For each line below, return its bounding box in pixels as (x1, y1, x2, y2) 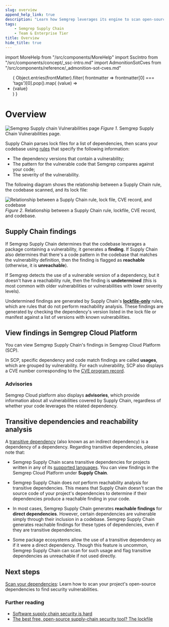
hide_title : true (5, 40, 42, 45)
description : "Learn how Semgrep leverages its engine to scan (5, 17, 141, 22)
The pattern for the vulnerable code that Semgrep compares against (12, 161, 154, 167)
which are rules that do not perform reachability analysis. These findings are (5, 303, 163, 309)
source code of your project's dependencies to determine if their (12, 491, 147, 497)
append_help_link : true (5, 12, 55, 17)
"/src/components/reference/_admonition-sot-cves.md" (5, 65, 122, 71)
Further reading (5, 599, 44, 606)
